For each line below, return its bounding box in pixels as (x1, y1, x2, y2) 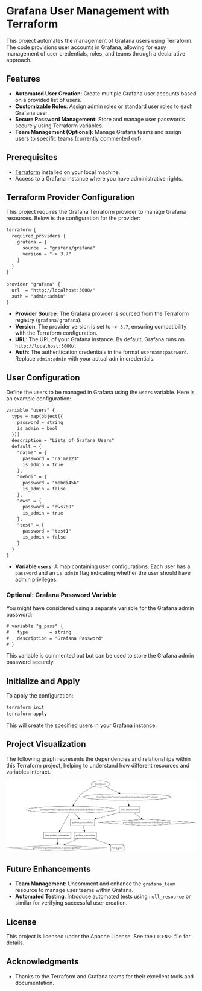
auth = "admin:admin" (11, 293, 66, 300)
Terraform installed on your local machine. (14, 168, 121, 176)
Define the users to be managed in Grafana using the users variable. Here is (6, 388, 195, 396)
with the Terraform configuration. (14, 329, 98, 336)
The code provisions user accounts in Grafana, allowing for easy (6, 43, 167, 51)
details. (6, 939, 25, 946)
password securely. (6, 658, 55, 665)
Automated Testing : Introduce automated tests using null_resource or (14, 893, 191, 900)
